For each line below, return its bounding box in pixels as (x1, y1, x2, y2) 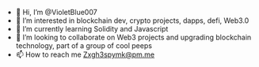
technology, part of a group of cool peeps (15, 41, 153, 50)
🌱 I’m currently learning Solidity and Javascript (15, 24, 169, 33)
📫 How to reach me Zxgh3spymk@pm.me (15, 50, 155, 59)
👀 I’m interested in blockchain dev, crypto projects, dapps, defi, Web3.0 (15, 16, 249, 25)
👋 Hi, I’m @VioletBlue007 (15, 8, 97, 17)
